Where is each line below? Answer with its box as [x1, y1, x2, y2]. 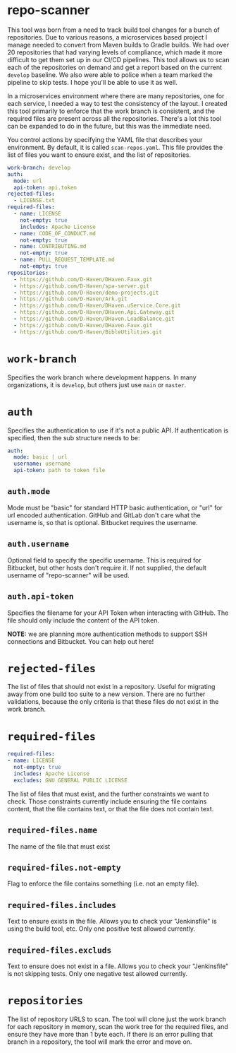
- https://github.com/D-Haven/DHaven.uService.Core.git [13, 302, 181, 310]
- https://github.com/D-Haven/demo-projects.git [13, 289, 159, 296]
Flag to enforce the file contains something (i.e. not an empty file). [7, 879, 199, 888]
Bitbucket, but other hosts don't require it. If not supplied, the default [7, 563, 206, 572]
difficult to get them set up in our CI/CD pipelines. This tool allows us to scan [7, 55, 230, 64]
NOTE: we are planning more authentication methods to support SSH [7, 630, 208, 638]
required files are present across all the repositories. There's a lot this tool [7, 114, 222, 122]
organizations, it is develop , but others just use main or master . [7, 380, 187, 389]
